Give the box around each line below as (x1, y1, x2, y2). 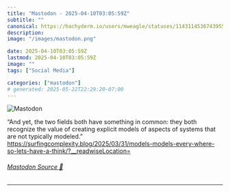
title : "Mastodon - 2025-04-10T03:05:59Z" (7, 10, 130, 17)
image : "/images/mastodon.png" (7, 36, 97, 43)
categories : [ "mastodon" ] (7, 80, 81, 86)
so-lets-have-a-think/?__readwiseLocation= (7, 147, 131, 155)
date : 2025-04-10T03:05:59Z (7, 48, 88, 55)
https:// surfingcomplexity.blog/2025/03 (7, 140, 119, 148)
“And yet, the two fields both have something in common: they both (7, 118, 197, 126)
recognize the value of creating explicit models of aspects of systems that (7, 125, 216, 134)
